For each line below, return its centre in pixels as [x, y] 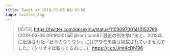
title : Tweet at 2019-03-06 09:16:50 [45, 10]
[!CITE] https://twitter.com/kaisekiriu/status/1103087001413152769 [88, 29]
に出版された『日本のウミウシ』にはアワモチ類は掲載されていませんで [91, 42]
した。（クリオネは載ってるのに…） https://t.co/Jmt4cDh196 [80, 48]
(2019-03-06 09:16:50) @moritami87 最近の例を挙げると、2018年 [90, 35]
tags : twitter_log [25, 15]
